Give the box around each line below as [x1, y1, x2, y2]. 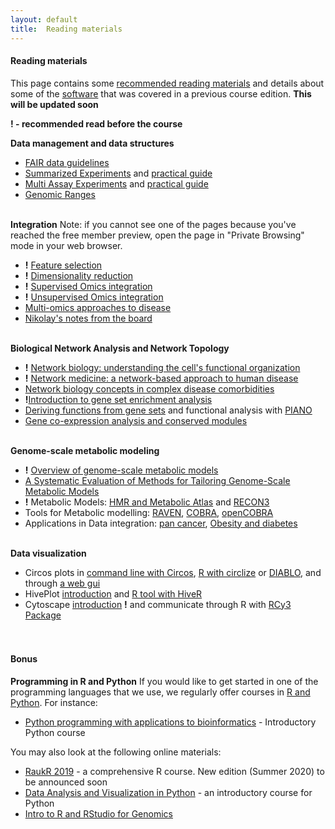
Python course [24, 726, 86, 738]
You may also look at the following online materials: [10, 746, 222, 758]
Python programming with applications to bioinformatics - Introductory [24, 716, 317, 728]
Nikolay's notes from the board [24, 312, 153, 324]
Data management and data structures [10, 137, 175, 149]
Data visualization [10, 547, 87, 559]
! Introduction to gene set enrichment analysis [24, 393, 213, 405]
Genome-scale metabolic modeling [10, 444, 160, 456]
